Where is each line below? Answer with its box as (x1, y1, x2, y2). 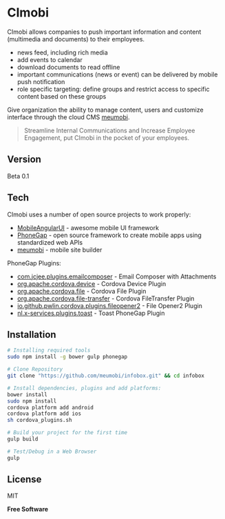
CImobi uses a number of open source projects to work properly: (7, 210, 191, 218)
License (7, 474, 42, 485)
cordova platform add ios (7, 410, 81, 418)
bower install (7, 391, 48, 398)
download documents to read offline (17, 63, 120, 71)
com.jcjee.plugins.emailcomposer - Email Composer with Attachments (17, 272, 217, 281)
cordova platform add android (7, 404, 94, 411)
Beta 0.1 (7, 172, 30, 180)
